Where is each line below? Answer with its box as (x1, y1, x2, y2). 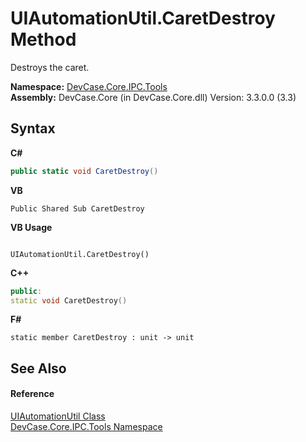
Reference (10, 388, 55, 400)
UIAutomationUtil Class (10, 410, 106, 422)
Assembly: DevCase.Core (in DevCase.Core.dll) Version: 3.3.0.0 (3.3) (10, 91, 297, 103)
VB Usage (10, 221, 53, 233)
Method (10, 28, 77, 51)
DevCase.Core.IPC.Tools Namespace (10, 420, 163, 432)
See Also (10, 360, 67, 377)
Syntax (10, 120, 56, 137)
